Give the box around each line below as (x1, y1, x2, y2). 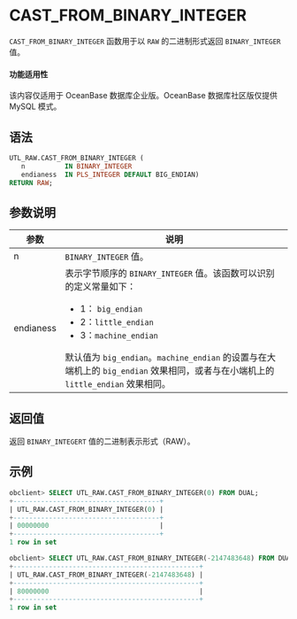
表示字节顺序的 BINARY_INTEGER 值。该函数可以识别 (65, 267, 276, 280)
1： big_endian (80, 303, 143, 315)
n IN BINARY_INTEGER (20, 161, 133, 171)
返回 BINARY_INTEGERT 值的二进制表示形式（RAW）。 (9, 436, 195, 447)
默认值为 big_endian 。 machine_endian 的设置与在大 (65, 352, 277, 364)
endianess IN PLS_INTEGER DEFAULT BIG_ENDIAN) (20, 170, 200, 179)
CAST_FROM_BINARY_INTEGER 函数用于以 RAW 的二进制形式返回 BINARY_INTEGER (9, 35, 281, 46)
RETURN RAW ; (9, 178, 53, 187)
